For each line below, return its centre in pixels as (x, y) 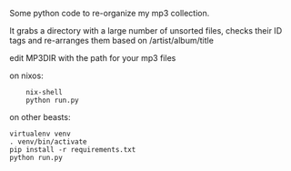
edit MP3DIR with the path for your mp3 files (93, 58)
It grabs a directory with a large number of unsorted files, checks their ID (146, 30)
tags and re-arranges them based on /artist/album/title (111, 40)
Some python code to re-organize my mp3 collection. (110, 13)
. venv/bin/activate (49, 142)
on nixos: (26, 75)
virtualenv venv (40, 134)
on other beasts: (40, 117)
